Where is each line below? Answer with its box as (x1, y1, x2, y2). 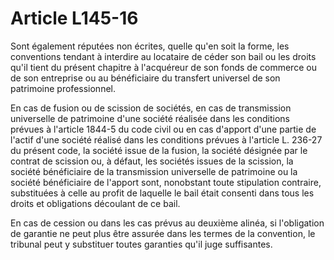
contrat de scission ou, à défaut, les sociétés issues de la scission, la (10, 155, 294, 167)
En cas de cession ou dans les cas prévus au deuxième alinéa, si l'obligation (10, 217, 325, 229)
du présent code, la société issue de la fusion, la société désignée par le (10, 144, 308, 156)
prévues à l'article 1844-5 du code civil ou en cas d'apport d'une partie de (10, 123, 317, 135)
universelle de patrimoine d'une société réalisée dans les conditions (10, 112, 290, 124)
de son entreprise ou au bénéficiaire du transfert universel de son (10, 72, 281, 84)
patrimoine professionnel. (10, 82, 116, 94)
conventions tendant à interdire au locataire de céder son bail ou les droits (10, 50, 317, 62)
